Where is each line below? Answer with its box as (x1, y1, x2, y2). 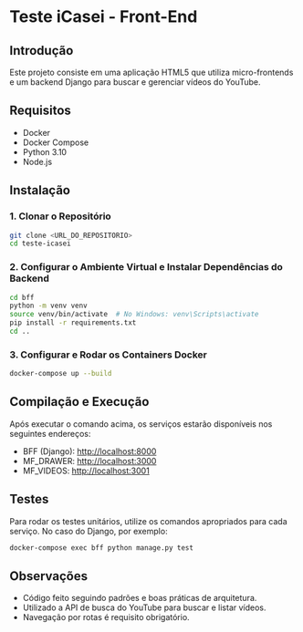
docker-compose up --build (9, 369, 112, 378)
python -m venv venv (9, 301, 89, 311)
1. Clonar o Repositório (9, 210, 111, 223)
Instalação (9, 182, 71, 198)
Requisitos (9, 103, 71, 119)
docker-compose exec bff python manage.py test (9, 543, 194, 553)
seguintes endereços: (9, 428, 91, 439)
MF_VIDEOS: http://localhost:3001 (22, 465, 151, 476)
